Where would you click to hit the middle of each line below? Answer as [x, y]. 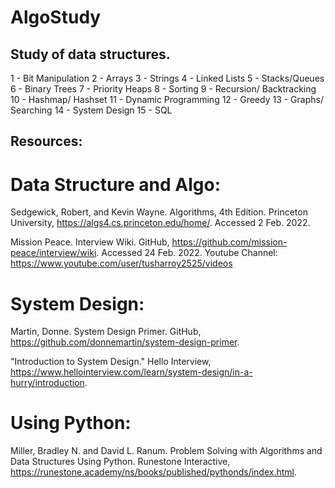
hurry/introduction [47, 383]
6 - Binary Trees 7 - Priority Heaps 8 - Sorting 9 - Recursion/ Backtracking [163, 89]
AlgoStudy [56, 17]
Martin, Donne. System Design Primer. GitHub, [106, 332]
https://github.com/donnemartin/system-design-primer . [125, 342]
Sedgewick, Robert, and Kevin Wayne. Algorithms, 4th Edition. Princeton [159, 212]
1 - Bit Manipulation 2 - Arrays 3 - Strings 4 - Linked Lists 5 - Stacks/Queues [167, 78]
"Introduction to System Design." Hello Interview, [111, 362]
